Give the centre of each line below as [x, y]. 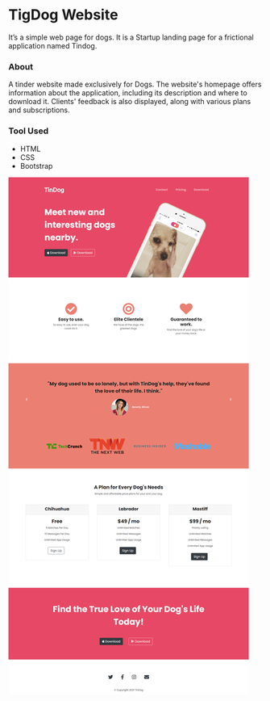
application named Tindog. [53, 45]
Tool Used [29, 131]
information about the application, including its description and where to [128, 93]
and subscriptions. [39, 110]
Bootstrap [36, 166]
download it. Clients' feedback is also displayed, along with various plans [130, 102]
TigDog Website [63, 15]
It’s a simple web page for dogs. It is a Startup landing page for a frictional [131, 37]
